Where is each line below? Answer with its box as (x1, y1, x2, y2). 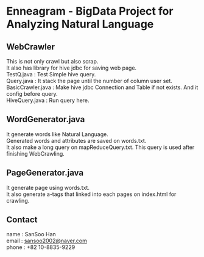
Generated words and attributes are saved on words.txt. (6, 137, 147, 144)
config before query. (6, 90, 58, 97)
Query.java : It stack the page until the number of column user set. (6, 78, 172, 84)
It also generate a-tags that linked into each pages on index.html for (6, 190, 177, 198)
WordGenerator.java (6, 114, 85, 125)
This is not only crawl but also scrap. (6, 58, 99, 65)
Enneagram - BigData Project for (6, 4, 174, 18)
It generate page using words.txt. (6, 184, 90, 191)
